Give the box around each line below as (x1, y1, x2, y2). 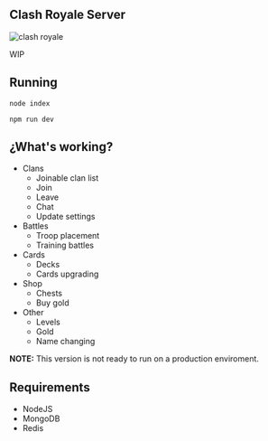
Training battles (35, 239, 95, 251)
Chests (35, 288, 63, 299)
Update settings (35, 211, 96, 222)
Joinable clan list (35, 173, 99, 183)
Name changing (35, 336, 96, 347)
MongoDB (22, 413, 60, 424)
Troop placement (35, 230, 100, 241)
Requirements (9, 380, 90, 395)
